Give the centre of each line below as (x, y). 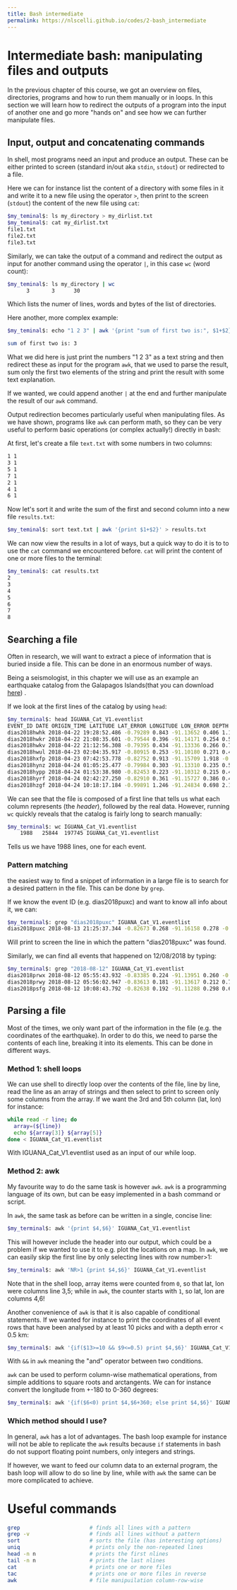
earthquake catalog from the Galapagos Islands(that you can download (110, 685)
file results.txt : (31, 517)
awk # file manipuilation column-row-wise (105, 1580)
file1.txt (22, 229)
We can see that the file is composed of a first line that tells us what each (114, 799)
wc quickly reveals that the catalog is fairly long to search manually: (105, 814)
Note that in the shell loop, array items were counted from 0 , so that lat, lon (116, 1283)
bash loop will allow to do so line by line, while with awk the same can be (112, 1473)
